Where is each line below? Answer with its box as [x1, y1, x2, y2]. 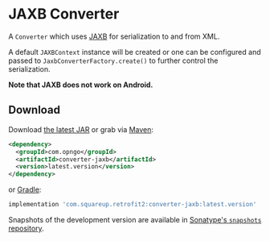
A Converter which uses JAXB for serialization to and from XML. [8, 31, 220, 41]
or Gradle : [8, 185, 42, 194]
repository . [8, 223, 44, 233]
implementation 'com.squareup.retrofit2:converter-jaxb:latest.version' [8, 201, 257, 209]
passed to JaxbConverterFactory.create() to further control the [8, 56, 219, 65]
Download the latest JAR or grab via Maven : [8, 124, 154, 134]
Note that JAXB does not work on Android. [8, 80, 153, 89]
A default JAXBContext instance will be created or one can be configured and [8, 47, 261, 56]
